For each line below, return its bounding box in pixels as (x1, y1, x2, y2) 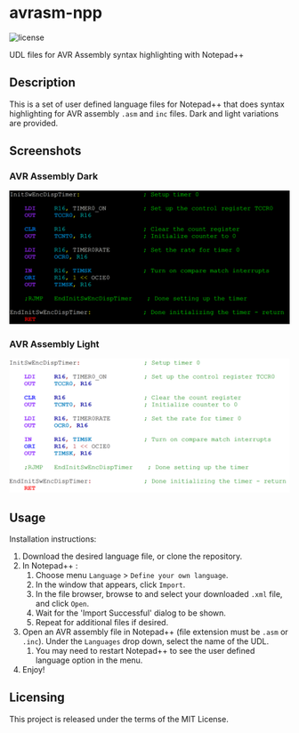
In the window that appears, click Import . (35, 579, 186, 590)
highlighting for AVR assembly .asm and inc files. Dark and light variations (9, 108, 279, 118)
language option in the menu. (35, 655, 143, 665)
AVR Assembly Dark (9, 170, 99, 182)
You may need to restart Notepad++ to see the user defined (35, 645, 255, 656)
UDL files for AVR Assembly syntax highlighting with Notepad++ (9, 49, 245, 60)
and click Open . (35, 598, 90, 608)
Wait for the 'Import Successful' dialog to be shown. (35, 608, 227, 618)
